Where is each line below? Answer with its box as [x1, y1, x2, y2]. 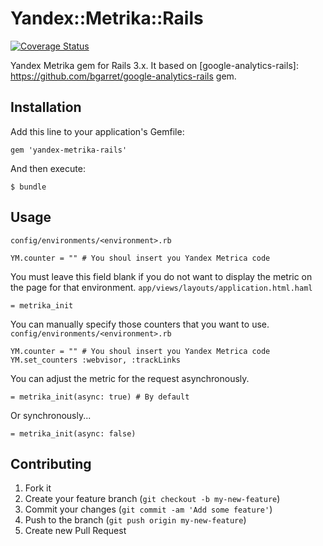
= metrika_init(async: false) [10, 428, 137, 439]
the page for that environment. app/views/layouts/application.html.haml [10, 281, 313, 293]
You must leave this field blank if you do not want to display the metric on [10, 270, 313, 282]
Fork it [24, 482, 52, 494]
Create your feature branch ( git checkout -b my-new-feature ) [24, 493, 281, 505]
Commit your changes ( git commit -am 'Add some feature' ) [24, 503, 273, 516]
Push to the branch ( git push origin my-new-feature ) [24, 514, 247, 526]
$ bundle [10, 182, 47, 192]
